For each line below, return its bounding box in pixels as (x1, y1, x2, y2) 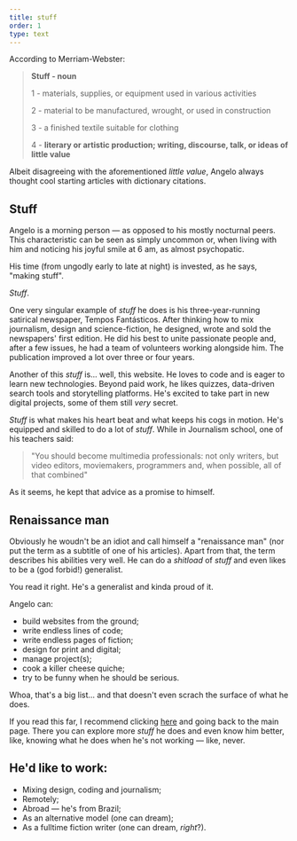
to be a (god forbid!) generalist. (9, 564, 124, 575)
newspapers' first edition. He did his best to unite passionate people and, (9, 334, 277, 344)
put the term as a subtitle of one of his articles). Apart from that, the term (9, 546, 276, 555)
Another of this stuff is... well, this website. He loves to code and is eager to (9, 369, 285, 380)
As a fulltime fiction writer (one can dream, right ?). (21, 821, 207, 832)
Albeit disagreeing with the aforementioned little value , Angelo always (9, 166, 264, 177)
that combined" (30, 469, 89, 480)
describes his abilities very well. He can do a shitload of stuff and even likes (9, 555, 286, 565)
